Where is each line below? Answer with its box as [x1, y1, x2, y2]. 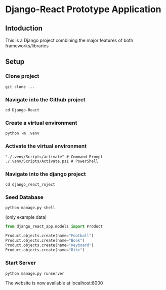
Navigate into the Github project [5, 96, 86, 103]
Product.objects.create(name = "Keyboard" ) [5, 243, 94, 248]
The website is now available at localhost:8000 [5, 280, 103, 286]
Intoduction [5, 24, 43, 33]
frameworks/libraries [5, 43, 49, 49]
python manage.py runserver [5, 271, 65, 276]
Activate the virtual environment [5, 142, 87, 150]
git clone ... [5, 84, 35, 90]
